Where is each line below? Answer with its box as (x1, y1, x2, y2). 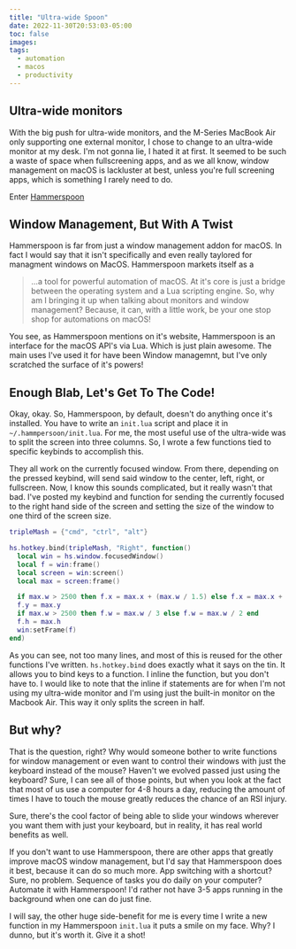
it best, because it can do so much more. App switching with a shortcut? (9, 865, 272, 875)
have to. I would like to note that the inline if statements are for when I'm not (9, 678, 285, 688)
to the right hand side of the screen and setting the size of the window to (9, 502, 275, 512)
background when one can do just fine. (9, 893, 152, 904)
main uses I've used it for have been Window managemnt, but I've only (9, 350, 268, 361)
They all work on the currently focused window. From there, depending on (9, 463, 279, 474)
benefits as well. (9, 829, 69, 840)
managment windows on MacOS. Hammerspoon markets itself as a (9, 259, 254, 270)
